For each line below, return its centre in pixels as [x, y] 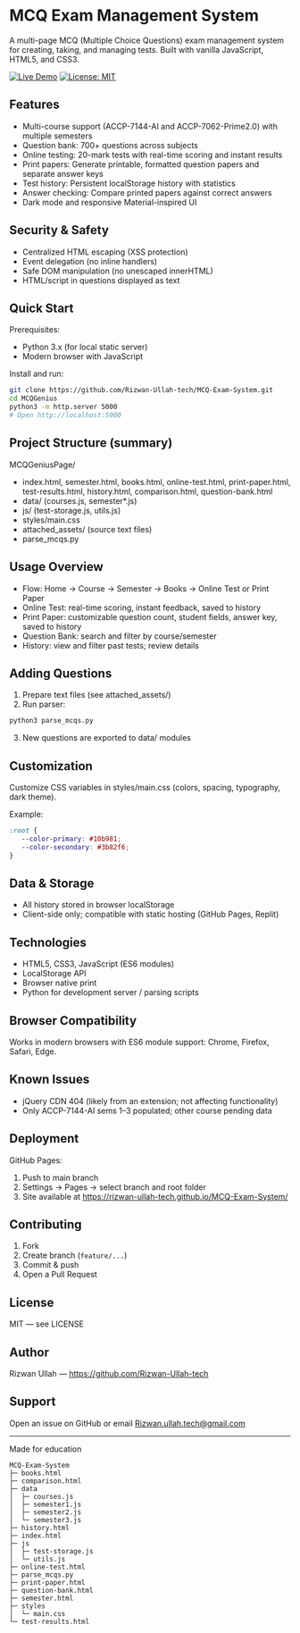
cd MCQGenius [33, 398]
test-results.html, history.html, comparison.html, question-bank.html [147, 491]
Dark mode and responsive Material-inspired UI [109, 202]
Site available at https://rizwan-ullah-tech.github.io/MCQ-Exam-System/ [155, 1196]
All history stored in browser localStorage [98, 905]
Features [34, 105]
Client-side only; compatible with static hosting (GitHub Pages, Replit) [150, 914]
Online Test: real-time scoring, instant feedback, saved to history [142, 607]
